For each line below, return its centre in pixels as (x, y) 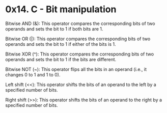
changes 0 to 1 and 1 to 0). (33, 74)
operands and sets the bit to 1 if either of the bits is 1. (61, 44)
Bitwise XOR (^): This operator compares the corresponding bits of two (80, 54)
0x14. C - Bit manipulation (61, 9)
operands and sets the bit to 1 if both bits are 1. (54, 29)
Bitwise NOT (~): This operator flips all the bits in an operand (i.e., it (76, 69)
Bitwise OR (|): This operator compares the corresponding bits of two (78, 39)
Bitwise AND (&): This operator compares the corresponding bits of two (80, 23)
